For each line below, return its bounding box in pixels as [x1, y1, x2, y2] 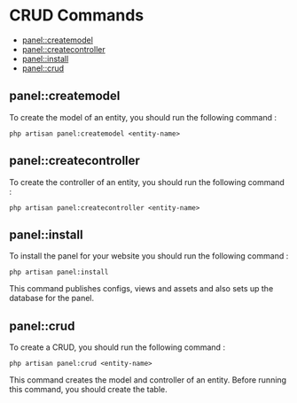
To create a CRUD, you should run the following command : [9, 342, 226, 353]
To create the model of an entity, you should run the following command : [9, 112, 277, 122]
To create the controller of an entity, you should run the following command [9, 176, 285, 187]
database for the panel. [9, 293, 95, 304]
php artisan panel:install [9, 267, 109, 277]
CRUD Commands [9, 5, 145, 26]
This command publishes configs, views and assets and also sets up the [9, 283, 274, 294]
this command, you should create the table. [9, 384, 168, 395]
